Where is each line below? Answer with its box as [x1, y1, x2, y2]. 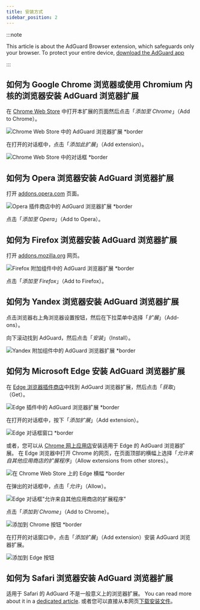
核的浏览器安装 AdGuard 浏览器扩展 [6, 91, 139, 101]
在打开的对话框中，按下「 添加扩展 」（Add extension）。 [6, 416, 142, 424]
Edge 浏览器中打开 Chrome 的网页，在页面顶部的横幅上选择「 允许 [25, 449, 188, 457]
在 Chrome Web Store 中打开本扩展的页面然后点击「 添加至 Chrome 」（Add [6, 108, 190, 115]
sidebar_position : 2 [6, 14, 58, 20]
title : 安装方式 [6, 8, 43, 15]
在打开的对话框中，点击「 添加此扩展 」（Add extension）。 [6, 141, 147, 148]
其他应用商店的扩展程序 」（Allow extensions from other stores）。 [11, 457, 172, 464]
